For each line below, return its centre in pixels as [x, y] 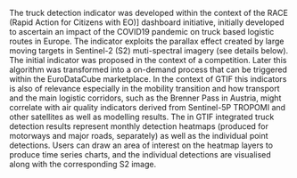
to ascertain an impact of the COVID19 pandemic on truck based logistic [142, 32]
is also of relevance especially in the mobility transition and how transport [144, 89]
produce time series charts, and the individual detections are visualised [140, 154]
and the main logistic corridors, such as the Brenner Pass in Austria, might [145, 98]
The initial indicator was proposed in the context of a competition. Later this [148, 60]
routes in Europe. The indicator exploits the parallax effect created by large [147, 41]
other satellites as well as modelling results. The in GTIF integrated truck [142, 117]
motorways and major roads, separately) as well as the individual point [139, 136]
